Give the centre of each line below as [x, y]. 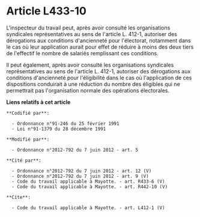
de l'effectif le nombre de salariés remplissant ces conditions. [82, 53]
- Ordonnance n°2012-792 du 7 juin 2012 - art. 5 [75, 150]
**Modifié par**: [28, 139]
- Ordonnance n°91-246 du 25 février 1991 [65, 124]
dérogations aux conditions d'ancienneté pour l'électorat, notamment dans [98, 40]
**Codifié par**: [28, 113]
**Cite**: [19, 197]
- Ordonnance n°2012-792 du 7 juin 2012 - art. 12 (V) [82, 171]
